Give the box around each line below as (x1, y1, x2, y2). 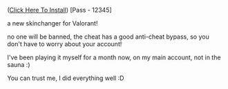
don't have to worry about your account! (7, 40, 122, 48)
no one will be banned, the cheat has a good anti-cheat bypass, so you (7, 32, 209, 41)
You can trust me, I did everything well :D (7, 74, 124, 82)
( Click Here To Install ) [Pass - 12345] (7, 6, 112, 14)
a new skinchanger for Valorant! (7, 19, 98, 27)
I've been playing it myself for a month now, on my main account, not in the (7, 53, 221, 61)
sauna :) (7, 61, 30, 68)
